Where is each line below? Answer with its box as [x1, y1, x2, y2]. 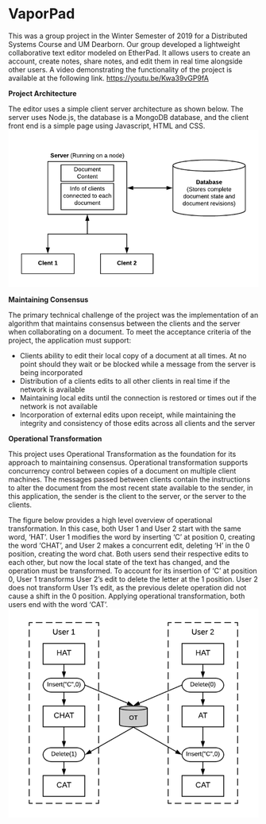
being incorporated [19, 367, 83, 377]
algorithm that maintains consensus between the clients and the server [8, 319, 241, 328]
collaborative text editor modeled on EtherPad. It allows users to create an [8, 48, 251, 57]
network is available [19, 385, 86, 394]
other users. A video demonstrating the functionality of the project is [8, 64, 233, 74]
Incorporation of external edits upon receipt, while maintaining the [19, 410, 237, 420]
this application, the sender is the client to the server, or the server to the [8, 491, 247, 501]
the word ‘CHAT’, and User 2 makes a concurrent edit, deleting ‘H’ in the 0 [8, 540, 250, 550]
